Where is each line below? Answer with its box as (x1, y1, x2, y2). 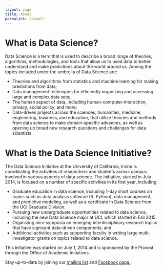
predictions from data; (12, 83, 57, 89)
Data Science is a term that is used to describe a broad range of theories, (5, 53, 153, 59)
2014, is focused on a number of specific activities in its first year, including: (5, 179, 158, 185)
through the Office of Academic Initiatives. (5, 250, 90, 256)
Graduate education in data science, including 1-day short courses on (12, 188, 152, 194)
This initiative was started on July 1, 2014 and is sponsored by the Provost (5, 245, 154, 250)
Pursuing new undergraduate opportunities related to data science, (12, 209, 147, 215)
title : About (5, 12, 32, 17)
